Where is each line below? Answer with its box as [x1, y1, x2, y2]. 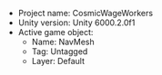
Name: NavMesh [31, 36, 96, 47]
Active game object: [17, 27, 94, 37]
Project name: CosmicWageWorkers [17, 8, 153, 18]
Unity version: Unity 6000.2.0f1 [17, 17, 136, 28]
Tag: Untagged [31, 46, 88, 57]
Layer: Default [31, 56, 85, 66]
